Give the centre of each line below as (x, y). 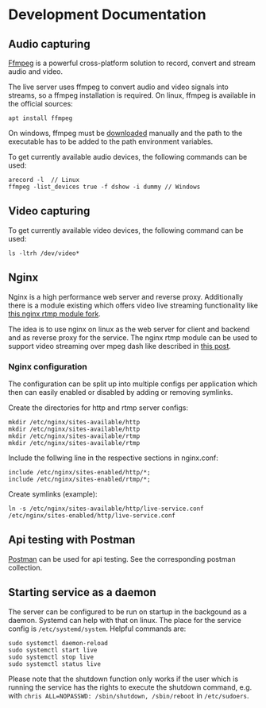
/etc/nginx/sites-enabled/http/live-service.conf (92, 515)
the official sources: (40, 104)
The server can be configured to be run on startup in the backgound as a (128, 611)
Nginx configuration (48, 366)
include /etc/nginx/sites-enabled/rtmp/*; (79, 479)
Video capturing (49, 211)
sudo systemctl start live (53, 650)
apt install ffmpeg (40, 118)
